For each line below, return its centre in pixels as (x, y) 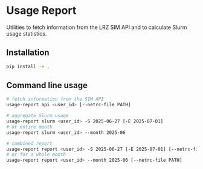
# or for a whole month (36, 155)
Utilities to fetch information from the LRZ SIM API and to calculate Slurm (97, 27)
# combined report (29, 143)
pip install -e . (28, 66)
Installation (28, 53)
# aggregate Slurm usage (37, 116)
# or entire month (29, 127)
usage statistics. (27, 33)
